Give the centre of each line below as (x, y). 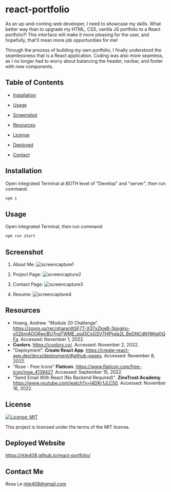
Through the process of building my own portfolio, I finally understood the (83, 50)
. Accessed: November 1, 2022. (51, 339)
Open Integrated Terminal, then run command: (54, 227)
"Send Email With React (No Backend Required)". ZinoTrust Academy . (87, 377)
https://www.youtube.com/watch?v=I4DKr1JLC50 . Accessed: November (89, 383)
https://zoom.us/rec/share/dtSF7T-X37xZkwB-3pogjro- (71, 328)
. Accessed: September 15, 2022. (88, 372)
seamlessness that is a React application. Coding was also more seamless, (84, 56)
